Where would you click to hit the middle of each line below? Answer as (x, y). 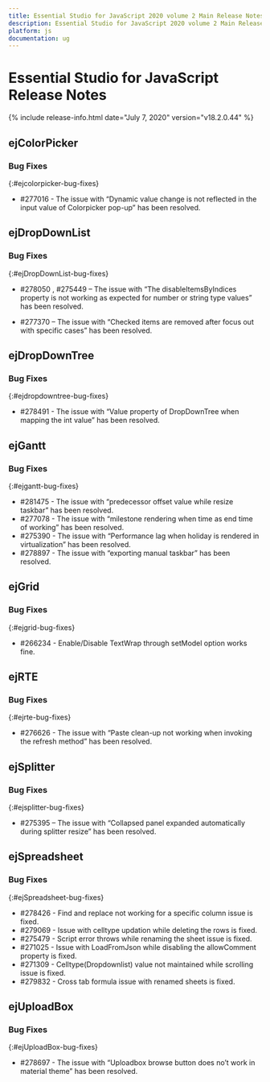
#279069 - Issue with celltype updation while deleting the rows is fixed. (139, 930)
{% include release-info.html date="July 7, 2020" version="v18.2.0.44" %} (131, 118)
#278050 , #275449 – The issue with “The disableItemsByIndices (128, 289)
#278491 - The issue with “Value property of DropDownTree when (129, 412)
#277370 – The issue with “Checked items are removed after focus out (137, 321)
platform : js (30, 31)
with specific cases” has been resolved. (86, 330)
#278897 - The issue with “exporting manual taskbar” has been (125, 553)
